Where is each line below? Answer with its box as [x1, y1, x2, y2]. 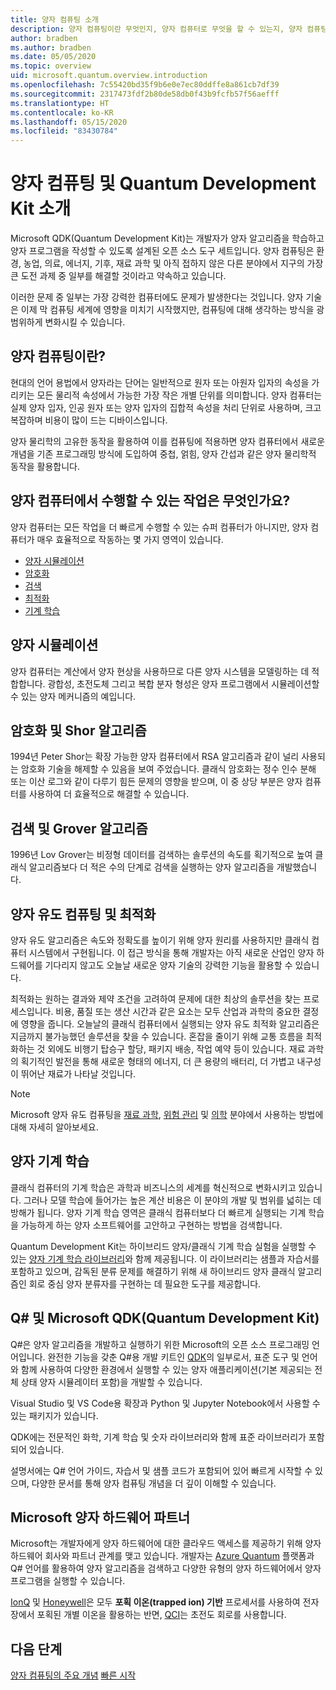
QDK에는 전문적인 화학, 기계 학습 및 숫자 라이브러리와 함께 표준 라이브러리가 [10, 1431, 307, 1443]
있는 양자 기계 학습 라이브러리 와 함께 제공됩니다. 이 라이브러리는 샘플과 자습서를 [10, 1252, 320, 1265]
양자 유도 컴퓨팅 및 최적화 [10, 906, 157, 923]
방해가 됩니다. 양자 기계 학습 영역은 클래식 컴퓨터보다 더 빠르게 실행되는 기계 [10, 1206, 307, 1218]
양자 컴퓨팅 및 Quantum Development [10, 172, 317, 195]
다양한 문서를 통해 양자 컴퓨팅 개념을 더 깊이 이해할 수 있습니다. [31, 1477, 277, 1489]
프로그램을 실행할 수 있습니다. [10, 1575, 126, 1587]
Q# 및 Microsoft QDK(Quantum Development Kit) [10, 1310, 320, 1327]
